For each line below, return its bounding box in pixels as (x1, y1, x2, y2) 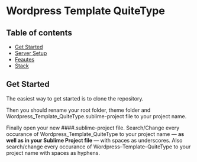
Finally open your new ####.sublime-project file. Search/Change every (6, 124, 180, 131)
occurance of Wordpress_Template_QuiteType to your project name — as (6, 130, 185, 137)
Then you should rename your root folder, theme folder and (6, 106, 151, 114)
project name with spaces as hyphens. (6, 149, 101, 156)
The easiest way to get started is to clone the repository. (6, 95, 144, 102)
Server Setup (14, 50, 47, 57)
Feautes (14, 56, 34, 63)
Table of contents (6, 28, 72, 38)
